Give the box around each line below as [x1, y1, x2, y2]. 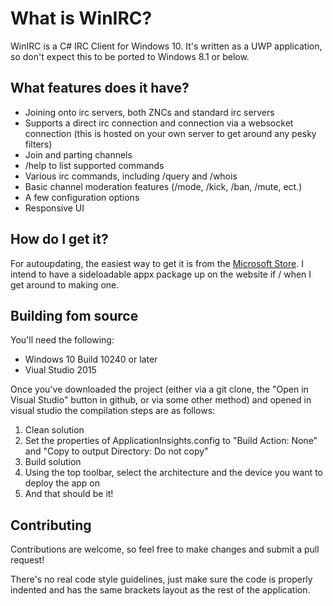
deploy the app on [24, 477, 100, 489]
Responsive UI [24, 202, 85, 214]
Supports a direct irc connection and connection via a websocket [24, 117, 294, 129]
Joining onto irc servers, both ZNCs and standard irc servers [24, 106, 275, 118]
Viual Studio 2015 [24, 364, 97, 376]
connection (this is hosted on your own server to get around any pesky [24, 127, 317, 139]
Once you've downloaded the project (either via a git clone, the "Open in [10, 383, 309, 396]
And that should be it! [24, 488, 114, 500]
